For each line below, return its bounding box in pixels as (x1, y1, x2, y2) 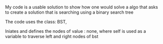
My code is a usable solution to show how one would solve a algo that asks (5, 4, 158, 10)
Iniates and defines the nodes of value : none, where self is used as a (5, 28, 146, 34)
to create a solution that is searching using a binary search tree (5, 9, 134, 15)
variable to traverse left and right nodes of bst (5, 34, 99, 39)
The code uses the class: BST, (5, 19, 67, 24)
